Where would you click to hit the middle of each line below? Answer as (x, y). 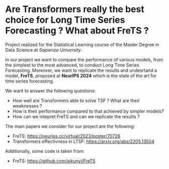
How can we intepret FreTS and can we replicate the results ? (76, 116)
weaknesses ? (27, 106)
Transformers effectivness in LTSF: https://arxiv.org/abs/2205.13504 (83, 141)
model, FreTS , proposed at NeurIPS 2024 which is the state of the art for (81, 75)
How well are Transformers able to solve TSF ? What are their (76, 100)
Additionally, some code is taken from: (45, 151)
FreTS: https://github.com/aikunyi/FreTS (54, 161)
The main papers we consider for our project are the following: (70, 126)
